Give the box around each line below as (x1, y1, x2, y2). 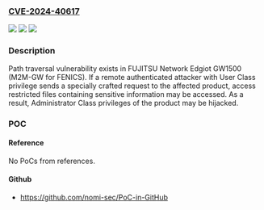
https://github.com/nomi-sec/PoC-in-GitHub (19, 192, 168, 202)
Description (8, 45, 56, 57)
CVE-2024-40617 (8, 6, 80, 17)
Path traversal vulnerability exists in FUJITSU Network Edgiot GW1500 (8, 63, 242, 73)
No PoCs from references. (8, 156, 95, 166)
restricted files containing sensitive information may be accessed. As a (8, 89, 244, 99)
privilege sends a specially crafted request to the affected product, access (8, 81, 256, 90)
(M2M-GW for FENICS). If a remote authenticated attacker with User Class (8, 72, 256, 82)
